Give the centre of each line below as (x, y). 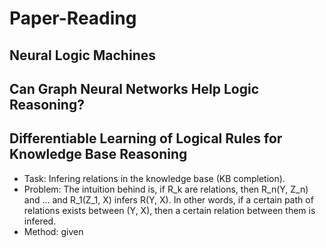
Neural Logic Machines (82, 55)
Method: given (53, 231)
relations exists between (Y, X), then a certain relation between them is (169, 210)
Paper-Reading (73, 18)
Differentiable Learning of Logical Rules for (146, 138)
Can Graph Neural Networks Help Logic (134, 88)
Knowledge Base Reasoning (98, 154)
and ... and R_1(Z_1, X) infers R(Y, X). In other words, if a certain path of (168, 199)
